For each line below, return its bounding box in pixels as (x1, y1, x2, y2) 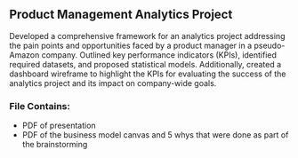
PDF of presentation (21, 120, 96, 131)
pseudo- (253, 40, 286, 51)
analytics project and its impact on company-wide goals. (9, 77, 217, 88)
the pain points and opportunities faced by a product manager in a (9, 40, 253, 51)
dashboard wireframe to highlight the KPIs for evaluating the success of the (9, 68, 286, 79)
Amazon (9, 49, 40, 60)
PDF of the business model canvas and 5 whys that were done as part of (21, 130, 289, 140)
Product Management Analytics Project (9, 7, 233, 22)
